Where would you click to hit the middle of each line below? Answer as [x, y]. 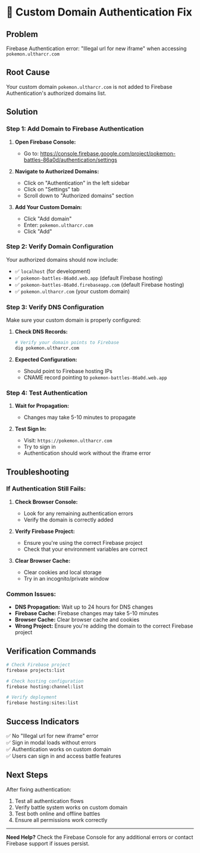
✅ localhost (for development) [53, 271]
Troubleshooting [38, 472]
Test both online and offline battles [57, 814]
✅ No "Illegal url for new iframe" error [52, 736]
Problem [22, 34]
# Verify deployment [32, 697]
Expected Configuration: [46, 359]
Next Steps [27, 775]
